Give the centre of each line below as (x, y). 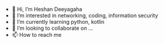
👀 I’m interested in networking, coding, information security (85, 15)
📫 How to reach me (37, 35)
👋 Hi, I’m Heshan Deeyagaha (47, 9)
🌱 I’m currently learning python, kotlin (58, 22)
